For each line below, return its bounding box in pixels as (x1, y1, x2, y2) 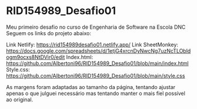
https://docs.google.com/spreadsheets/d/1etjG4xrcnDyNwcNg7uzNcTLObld (6, 47, 191, 54)
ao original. (6, 96, 34, 103)
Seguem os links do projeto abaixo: (6, 29, 91, 36)
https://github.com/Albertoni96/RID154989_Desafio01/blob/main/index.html (6, 60, 189, 67)
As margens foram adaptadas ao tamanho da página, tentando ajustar (6, 83, 176, 90)
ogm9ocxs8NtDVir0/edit (6, 53, 65, 60)
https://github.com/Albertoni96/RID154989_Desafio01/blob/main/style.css (6, 72, 185, 79)
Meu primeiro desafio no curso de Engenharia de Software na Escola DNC (6, 23, 186, 30)
